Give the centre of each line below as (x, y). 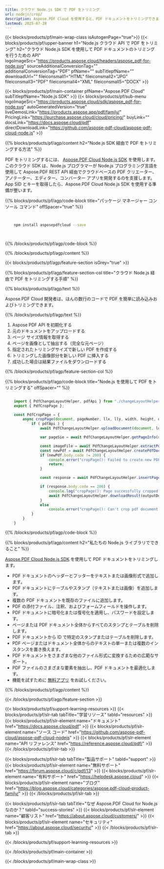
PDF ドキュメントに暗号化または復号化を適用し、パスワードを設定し (81, 612)
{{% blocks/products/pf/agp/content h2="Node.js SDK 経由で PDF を (74, 143)
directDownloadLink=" (28, 128)
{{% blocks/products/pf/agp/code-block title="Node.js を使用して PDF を (79, 381)
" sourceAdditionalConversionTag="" (61, 66)
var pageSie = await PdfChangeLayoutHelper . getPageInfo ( (99, 437)
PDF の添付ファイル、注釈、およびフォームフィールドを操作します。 (81, 606)
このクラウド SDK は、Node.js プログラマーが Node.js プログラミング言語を (81, 166)
